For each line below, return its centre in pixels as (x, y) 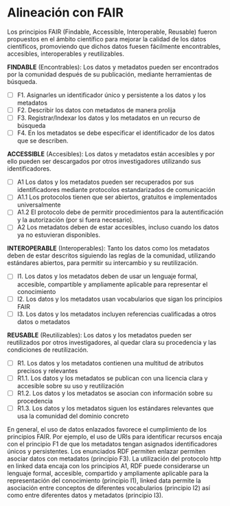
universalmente (39, 205)
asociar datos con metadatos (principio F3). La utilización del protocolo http (114, 458)
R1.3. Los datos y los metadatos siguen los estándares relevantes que (115, 408)
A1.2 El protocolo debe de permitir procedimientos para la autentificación (120, 212)
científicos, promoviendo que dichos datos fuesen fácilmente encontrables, (114, 46)
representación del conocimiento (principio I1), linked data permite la (104, 481)
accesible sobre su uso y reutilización (70, 386)
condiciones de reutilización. (48, 350)
